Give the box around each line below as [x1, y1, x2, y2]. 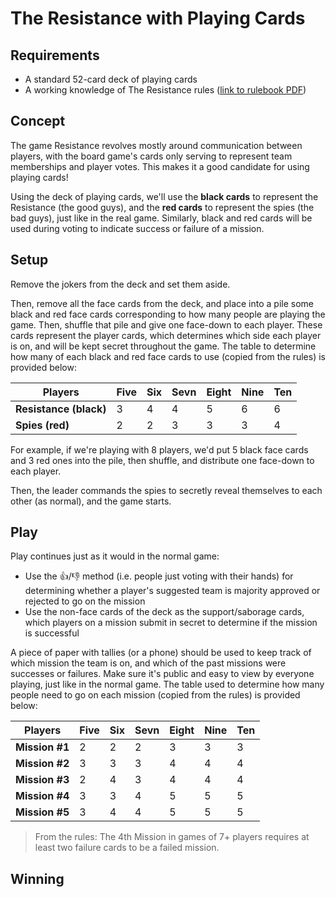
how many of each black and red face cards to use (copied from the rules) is [10, 350, 326, 362]
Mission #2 [15, 757, 70, 771]
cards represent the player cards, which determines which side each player [10, 329, 322, 341]
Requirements [10, 47, 100, 64]
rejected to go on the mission [24, 595, 146, 607]
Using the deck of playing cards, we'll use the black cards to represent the [10, 190, 319, 202]
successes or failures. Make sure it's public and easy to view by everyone [10, 668, 315, 680]
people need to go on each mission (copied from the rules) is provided [10, 689, 301, 701]
